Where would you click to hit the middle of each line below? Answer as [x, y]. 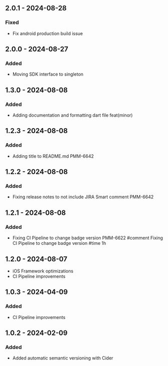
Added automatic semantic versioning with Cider [63, 358]
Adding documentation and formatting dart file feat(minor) [72, 115]
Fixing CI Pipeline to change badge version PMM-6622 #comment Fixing [88, 238]
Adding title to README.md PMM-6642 [53, 156]
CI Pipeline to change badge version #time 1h [59, 243]
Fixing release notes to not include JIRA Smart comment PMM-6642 [83, 197]
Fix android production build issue [48, 33]
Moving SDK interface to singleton [48, 74]
